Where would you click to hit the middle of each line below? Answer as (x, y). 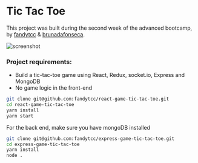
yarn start (20, 116)
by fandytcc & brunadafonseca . (45, 34)
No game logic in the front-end (54, 88)
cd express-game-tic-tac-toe (43, 144)
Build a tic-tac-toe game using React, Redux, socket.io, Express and (100, 75)
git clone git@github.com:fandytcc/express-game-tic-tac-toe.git (90, 138)
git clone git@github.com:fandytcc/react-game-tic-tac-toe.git (88, 99)
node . (15, 156)
